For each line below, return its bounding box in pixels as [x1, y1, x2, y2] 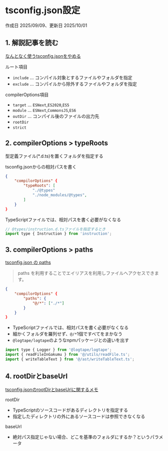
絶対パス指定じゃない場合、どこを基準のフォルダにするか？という [12, 434, 150, 440]
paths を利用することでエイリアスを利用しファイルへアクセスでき [17, 270, 155, 276]
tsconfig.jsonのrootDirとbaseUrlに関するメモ [5, 386, 99, 392]
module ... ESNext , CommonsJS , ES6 [12, 107, 76, 113]
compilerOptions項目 [5, 92, 49, 98]
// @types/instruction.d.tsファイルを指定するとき [5, 226, 106, 232]
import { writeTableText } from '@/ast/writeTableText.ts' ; [5, 357, 135, 362]
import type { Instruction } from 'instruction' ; [5, 231, 112, 236]
